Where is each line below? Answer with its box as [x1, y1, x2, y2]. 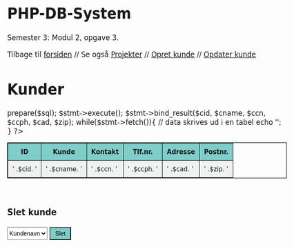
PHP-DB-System [7, 4, 132, 23]
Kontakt [90, 148, 119, 156]
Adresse [166, 148, 195, 156]
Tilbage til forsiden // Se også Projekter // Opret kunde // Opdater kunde [7, 49, 257, 59]
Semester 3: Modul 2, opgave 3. [7, 32, 119, 42]
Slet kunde [7, 206, 57, 218]
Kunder [7, 79, 64, 99]
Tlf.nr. [133, 148, 153, 156]
